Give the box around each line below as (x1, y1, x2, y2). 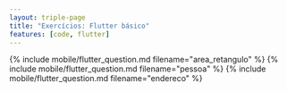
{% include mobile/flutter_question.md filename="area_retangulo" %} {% (9, 54, 279, 65)
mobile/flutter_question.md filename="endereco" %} (9, 73, 203, 84)
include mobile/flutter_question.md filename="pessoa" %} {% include (9, 63, 266, 74)
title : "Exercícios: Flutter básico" (9, 21, 150, 30)
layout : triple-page (9, 13, 87, 22)
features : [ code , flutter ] (9, 29, 110, 38)
